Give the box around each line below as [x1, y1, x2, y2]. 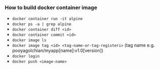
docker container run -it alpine [12, 17, 83, 22]
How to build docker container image [5, 4, 97, 11]
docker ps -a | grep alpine [12, 22, 71, 27]
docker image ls [12, 38, 47, 43]
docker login [12, 54, 40, 59]
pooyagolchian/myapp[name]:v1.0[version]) [12, 47, 104, 54]
